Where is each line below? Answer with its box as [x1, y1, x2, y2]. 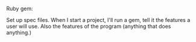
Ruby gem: [6, 5, 33, 12]
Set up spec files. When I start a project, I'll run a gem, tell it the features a [6, 17, 191, 23]
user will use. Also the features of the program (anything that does [6, 23, 171, 30]
